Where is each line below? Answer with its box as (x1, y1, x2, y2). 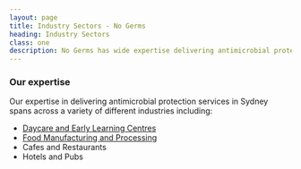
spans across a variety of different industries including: (9, 106, 213, 116)
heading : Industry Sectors (9, 30, 110, 38)
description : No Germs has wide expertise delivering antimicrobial (9, 46, 271, 55)
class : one (9, 38, 50, 47)
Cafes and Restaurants (21, 142, 107, 153)
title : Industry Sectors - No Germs (9, 21, 146, 30)
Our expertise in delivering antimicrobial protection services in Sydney (9, 96, 269, 107)
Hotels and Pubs (21, 151, 83, 162)
